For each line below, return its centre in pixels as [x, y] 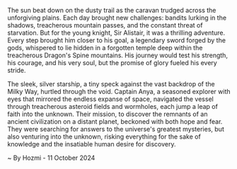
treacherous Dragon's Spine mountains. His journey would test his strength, [118, 55]
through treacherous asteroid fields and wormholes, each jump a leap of [112, 106]
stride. [17, 70]
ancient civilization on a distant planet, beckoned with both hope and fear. [115, 122]
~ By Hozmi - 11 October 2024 [51, 158]
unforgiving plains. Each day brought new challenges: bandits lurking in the [117, 18]
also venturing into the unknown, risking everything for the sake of [104, 136]
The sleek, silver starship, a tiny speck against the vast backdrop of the [111, 84]
